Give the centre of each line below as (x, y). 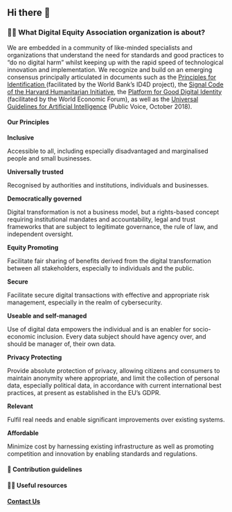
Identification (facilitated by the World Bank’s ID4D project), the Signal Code (115, 84)
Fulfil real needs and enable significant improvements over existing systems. (116, 419)
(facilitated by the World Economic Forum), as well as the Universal (103, 99)
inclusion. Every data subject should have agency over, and (122, 336)
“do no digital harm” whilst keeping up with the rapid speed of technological (115, 62)
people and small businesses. (50, 158)
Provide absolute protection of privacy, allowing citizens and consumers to (114, 370)
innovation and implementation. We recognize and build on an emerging (110, 69)
